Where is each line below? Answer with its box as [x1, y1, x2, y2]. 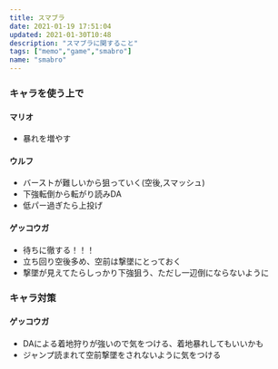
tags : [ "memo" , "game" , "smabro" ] [9, 47, 132, 56]
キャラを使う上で [9, 87, 84, 100]
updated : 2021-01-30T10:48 [9, 30, 112, 39]
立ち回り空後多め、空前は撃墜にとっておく [22, 256, 182, 267]
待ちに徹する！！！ [22, 244, 95, 255]
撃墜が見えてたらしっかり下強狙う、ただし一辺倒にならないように [22, 267, 270, 277]
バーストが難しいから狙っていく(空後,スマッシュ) [22, 178, 206, 189]
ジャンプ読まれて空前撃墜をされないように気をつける [22, 349, 221, 360]
